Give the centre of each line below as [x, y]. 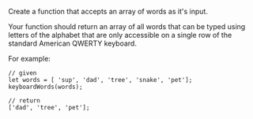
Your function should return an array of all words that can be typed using [127, 26]
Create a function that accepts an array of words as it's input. [108, 11]
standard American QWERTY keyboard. [72, 43]
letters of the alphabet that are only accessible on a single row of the [120, 35]
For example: [30, 59]
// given [23, 73]
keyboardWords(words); [45, 87]
